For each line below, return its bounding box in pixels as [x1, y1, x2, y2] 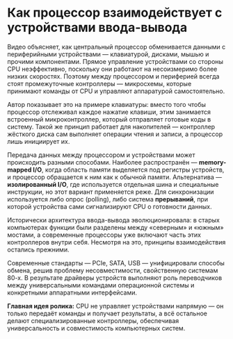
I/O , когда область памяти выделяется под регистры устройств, [33, 165, 225, 174]
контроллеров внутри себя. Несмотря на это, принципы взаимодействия [7, 238, 226, 246]
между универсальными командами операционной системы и [7, 281, 195, 289]
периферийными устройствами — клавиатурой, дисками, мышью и [7, 50, 209, 58]
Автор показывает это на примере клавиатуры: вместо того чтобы [7, 100, 207, 108]
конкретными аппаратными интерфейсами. [7, 288, 138, 297]
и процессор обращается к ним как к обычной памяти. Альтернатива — [7, 172, 223, 181]
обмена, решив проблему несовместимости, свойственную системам [7, 266, 218, 274]
